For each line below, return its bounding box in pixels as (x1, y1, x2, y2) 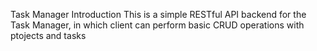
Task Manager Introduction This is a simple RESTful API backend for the (10, 9, 307, 20)
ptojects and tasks (10, 30, 87, 41)
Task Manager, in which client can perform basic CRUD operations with (10, 19, 305, 31)
